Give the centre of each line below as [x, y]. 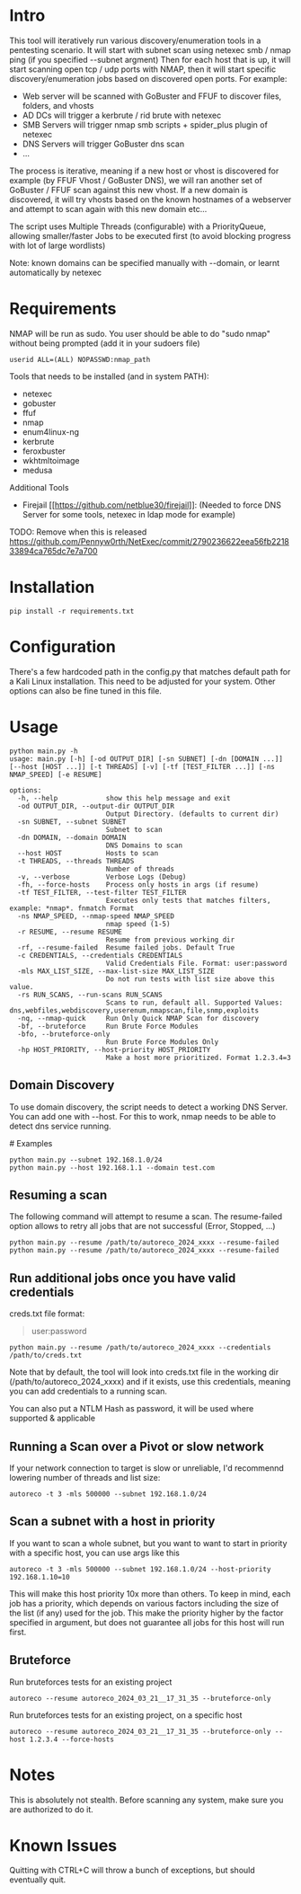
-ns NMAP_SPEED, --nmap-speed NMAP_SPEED [96, 916]
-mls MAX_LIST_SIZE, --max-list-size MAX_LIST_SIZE [116, 971]
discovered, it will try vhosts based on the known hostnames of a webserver [150, 199]
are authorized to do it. [52, 1809]
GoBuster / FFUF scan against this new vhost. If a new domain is [129, 190]
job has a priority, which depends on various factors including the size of [144, 1603]
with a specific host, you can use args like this [94, 1553]
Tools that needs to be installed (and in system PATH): [109, 376]
